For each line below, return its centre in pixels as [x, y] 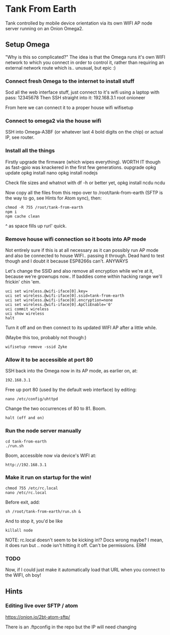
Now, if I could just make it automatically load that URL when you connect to [85, 570]
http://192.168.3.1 [26, 465]
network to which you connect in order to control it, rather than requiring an [85, 62]
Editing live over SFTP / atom [42, 606]
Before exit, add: [23, 502]
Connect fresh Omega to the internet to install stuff [70, 81]
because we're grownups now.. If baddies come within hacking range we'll [84, 276]
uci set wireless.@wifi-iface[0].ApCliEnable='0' [59, 304]
